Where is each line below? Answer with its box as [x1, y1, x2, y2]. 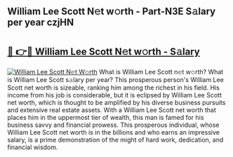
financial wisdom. [7, 143, 58, 151]
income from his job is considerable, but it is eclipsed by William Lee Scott [7, 91, 222, 99]
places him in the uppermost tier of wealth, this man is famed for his [7, 114, 204, 121]
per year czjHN [7, 17, 74, 29]
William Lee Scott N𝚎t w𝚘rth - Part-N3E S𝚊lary [7, 6, 216, 18]
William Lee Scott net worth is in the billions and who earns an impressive [7, 128, 220, 136]
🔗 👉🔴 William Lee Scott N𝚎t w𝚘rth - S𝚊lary [7, 46, 200, 57]
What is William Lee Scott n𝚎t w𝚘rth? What [98, 68, 224, 76]
